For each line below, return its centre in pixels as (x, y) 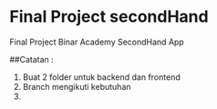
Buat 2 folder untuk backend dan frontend (101, 77)
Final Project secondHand (109, 17)
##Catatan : (32, 59)
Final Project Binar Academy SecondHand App (97, 42)
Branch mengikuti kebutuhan (77, 86)
